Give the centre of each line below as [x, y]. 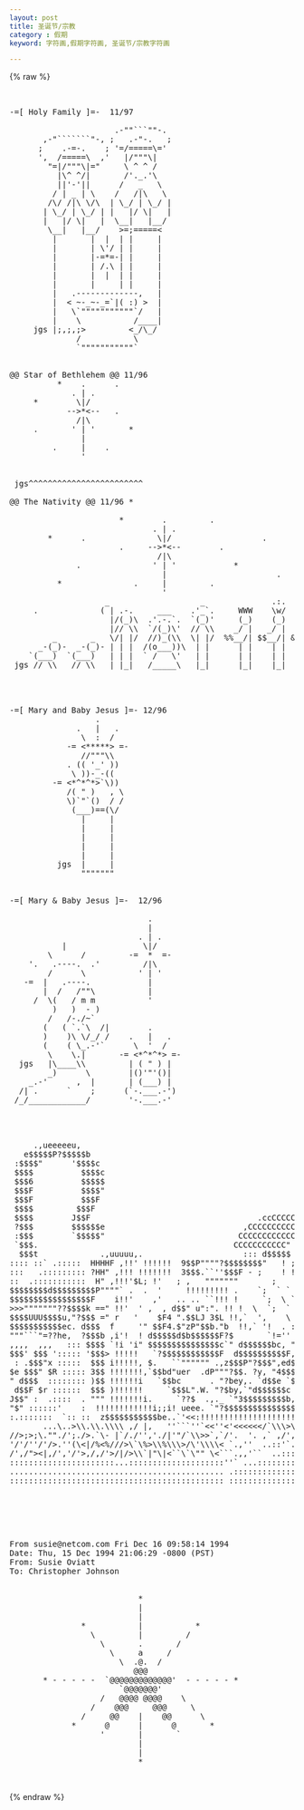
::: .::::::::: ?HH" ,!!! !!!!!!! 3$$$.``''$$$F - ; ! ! [152, 1273]
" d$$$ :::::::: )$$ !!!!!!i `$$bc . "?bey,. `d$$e [146, 1381]
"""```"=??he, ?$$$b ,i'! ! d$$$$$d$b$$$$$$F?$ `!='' [150, 1336]
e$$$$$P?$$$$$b [57, 1155]
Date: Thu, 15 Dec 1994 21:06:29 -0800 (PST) [112, 1554]
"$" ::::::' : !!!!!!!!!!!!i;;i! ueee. [107, 1408]
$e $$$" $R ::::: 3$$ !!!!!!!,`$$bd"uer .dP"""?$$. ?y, [138, 1372]
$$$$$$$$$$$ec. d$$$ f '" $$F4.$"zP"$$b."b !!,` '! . [148, 1327]
